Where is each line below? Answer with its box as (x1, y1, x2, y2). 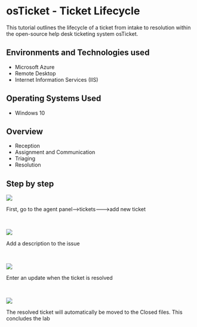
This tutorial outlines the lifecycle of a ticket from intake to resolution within (6, 24, 191, 31)
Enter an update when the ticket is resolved (6, 274, 113, 282)
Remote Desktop (14, 70, 56, 77)
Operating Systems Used (6, 94, 101, 104)
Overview (6, 127, 44, 137)
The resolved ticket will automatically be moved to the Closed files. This (6, 309, 183, 316)
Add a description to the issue (6, 240, 80, 247)
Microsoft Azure (14, 63, 55, 70)
